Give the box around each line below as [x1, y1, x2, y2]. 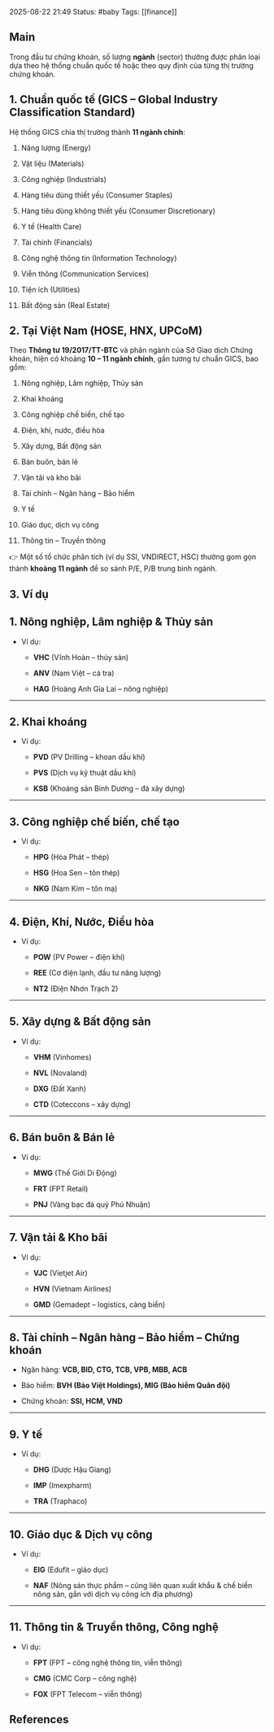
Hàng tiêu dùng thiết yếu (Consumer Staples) [20, 190, 173, 200]
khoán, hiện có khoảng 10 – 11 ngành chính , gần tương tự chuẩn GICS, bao [9, 354, 259, 364]
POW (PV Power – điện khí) [33, 953, 125, 962]
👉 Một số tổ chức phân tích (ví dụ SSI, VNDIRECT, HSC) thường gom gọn [9, 552, 257, 562]
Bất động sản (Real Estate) [20, 300, 111, 310]
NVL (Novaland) [33, 1068, 88, 1078]
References [9, 1712, 69, 1726]
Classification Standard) [9, 106, 136, 119]
